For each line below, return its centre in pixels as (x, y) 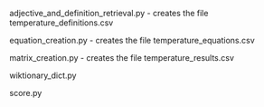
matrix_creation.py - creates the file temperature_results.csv (122, 58)
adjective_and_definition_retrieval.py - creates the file (109, 13)
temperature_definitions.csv (61, 23)
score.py (26, 93)
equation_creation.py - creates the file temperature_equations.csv (132, 40)
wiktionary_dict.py (43, 75)
